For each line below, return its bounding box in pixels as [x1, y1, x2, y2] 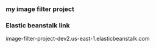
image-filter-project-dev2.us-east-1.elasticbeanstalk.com [5, 35, 150, 43]
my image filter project [5, 5, 74, 13]
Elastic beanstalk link [5, 21, 70, 29]
